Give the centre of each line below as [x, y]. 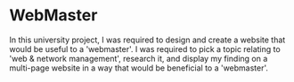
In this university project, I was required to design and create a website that [147, 40]
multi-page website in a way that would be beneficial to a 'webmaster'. [139, 68]
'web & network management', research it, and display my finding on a [139, 58]
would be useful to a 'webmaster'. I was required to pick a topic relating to [145, 48]
